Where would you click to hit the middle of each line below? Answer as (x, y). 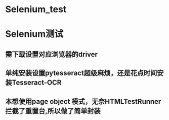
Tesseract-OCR (37, 83)
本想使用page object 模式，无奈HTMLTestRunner (83, 102)
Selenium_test (36, 9)
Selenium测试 (34, 34)
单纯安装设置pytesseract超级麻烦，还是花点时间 (81, 73)
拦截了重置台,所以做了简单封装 (53, 111)
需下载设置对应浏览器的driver (51, 54)
